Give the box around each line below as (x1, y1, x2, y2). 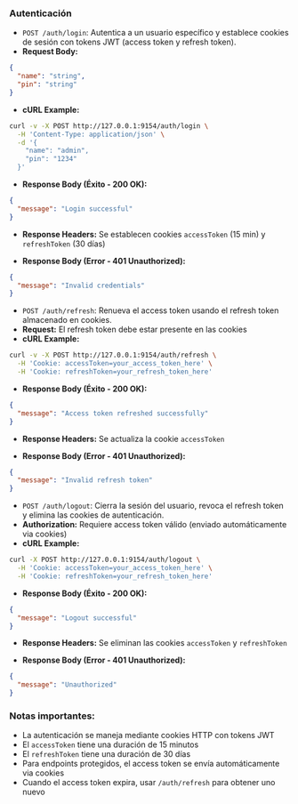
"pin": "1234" (25, 155, 77, 164)
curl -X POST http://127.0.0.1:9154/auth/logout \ (9, 555, 201, 565)
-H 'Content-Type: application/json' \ (17, 130, 165, 139)
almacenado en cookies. (21, 315, 113, 326)
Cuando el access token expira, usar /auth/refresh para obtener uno (21, 777, 276, 788)
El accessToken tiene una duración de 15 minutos (21, 739, 199, 750)
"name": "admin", (25, 146, 90, 156)
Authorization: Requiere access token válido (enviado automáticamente (21, 519, 287, 530)
